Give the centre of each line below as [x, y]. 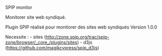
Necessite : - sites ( [26, 37]
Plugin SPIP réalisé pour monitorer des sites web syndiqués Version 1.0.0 [81, 27]
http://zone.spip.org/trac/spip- [77, 37]
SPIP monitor [19, 7]
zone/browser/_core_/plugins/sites [41, 42]
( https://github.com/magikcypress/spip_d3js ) [52, 48]
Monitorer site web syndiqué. [36, 17]
